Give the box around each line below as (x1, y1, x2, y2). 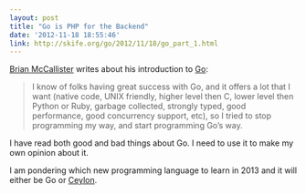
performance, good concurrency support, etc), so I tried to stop (31, 110, 272, 121)
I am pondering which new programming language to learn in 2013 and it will (9, 165, 298, 176)
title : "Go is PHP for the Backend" (9, 22, 149, 31)
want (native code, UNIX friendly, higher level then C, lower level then (31, 91, 294, 102)
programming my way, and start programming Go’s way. (31, 120, 244, 131)
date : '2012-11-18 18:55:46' (9, 30, 121, 39)
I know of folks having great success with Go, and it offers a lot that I (31, 81, 290, 92)
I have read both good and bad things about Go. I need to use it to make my (9, 138, 294, 148)
